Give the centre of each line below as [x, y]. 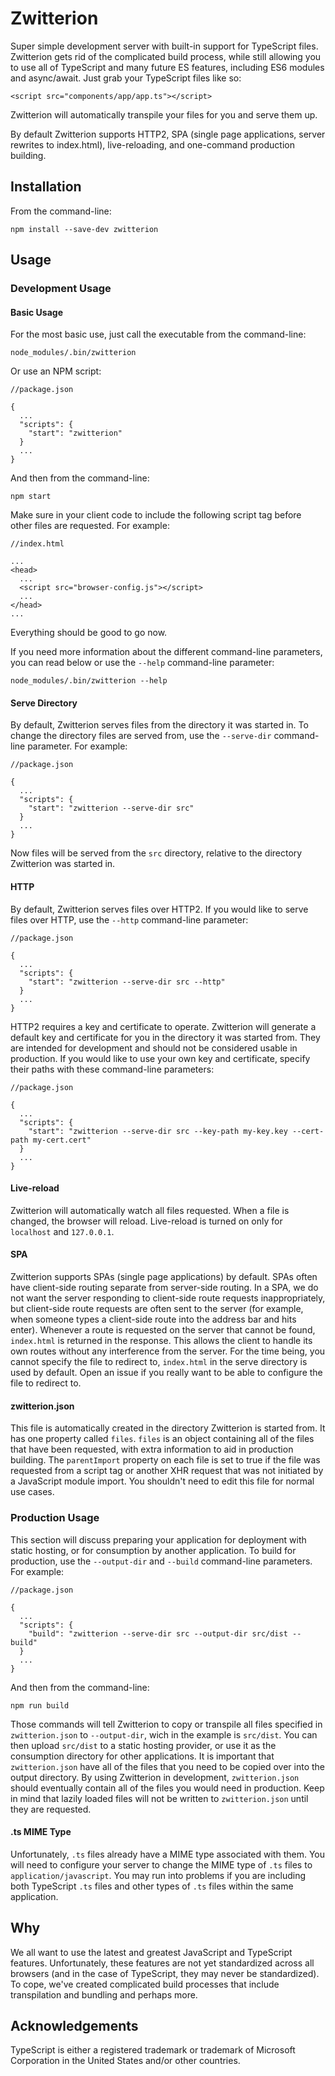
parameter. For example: [77, 746]
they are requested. [51, 1809]
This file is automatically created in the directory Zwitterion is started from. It [168, 1428]
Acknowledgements [74, 2025]
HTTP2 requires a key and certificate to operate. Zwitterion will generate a [163, 1026]
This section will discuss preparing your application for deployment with [158, 1539]
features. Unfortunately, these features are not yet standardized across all [162, 1963]
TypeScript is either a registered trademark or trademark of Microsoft [153, 2050]
